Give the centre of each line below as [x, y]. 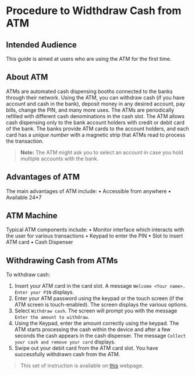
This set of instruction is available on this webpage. [82, 366]
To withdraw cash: [28, 275]
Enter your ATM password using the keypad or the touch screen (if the [99, 298]
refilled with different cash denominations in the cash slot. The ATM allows [95, 116]
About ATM [27, 77]
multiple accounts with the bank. [59, 159]
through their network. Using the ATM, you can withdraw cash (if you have [95, 97]
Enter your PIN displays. [44, 292]
